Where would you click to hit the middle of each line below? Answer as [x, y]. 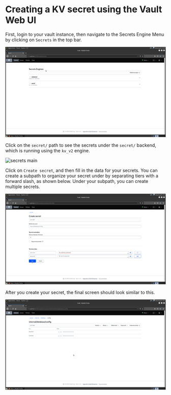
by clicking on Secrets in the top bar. [44, 40]
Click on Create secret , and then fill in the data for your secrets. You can [81, 170]
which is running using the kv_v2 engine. [48, 151]
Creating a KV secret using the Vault [84, 9]
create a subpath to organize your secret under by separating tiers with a [82, 176]
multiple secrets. [23, 187]
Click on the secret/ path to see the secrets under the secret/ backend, [81, 145]
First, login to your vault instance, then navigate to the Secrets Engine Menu [85, 34]
